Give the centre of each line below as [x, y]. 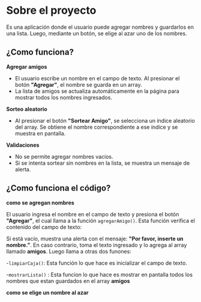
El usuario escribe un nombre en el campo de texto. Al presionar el [97, 78]
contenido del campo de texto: [44, 227]
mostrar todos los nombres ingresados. [64, 97]
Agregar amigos [27, 67]
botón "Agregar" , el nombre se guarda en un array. [78, 84]
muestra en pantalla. [40, 133]
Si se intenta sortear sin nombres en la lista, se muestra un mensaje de [102, 163]
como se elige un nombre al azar [47, 292]
